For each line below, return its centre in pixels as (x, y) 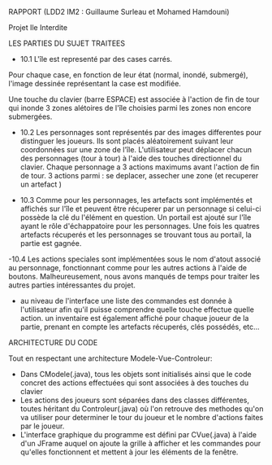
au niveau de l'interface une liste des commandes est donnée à (126, 301)
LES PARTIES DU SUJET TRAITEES (67, 43)
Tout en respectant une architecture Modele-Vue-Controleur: (110, 358)
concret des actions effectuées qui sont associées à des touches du (134, 383)
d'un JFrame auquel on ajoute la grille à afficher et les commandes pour (140, 443)
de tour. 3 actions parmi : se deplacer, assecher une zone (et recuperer (139, 175)
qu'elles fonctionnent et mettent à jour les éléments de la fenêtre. (129, 452)
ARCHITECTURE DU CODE (53, 342)
